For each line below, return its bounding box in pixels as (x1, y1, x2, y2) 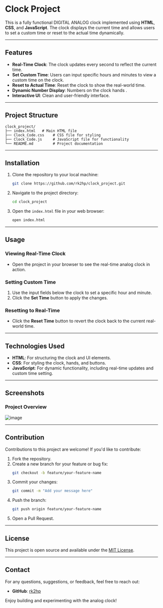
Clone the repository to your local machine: (12, 172, 98, 178)
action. (12, 266, 26, 272)
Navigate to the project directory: (12, 190, 79, 196)
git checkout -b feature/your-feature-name (12, 470, 102, 475)
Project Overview (5, 404, 47, 410)
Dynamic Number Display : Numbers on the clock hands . (12, 87, 128, 93)
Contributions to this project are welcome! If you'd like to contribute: (5, 446, 142, 452)
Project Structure (5, 111, 58, 120)
